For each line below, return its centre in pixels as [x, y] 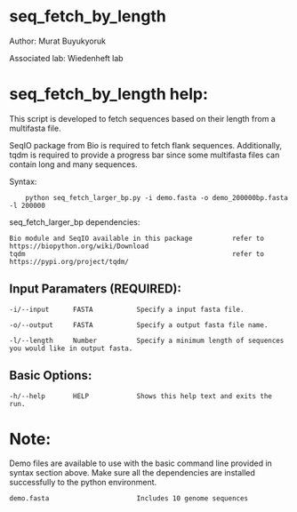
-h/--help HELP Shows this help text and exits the [141, 396]
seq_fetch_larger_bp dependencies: [75, 222]
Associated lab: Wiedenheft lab [66, 58]
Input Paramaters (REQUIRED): [96, 289]
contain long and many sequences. [73, 164]
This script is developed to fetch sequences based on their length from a [142, 118]
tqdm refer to [137, 254]
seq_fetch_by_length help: [109, 94]
